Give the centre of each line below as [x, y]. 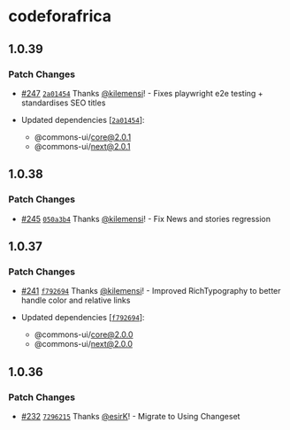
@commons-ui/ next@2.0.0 [84, 344]
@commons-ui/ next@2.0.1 [82, 146]
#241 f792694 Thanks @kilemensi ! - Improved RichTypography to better [151, 291]
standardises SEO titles [63, 103]
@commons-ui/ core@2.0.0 [84, 334]
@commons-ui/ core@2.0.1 [83, 137]
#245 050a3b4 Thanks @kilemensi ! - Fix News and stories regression [146, 219]
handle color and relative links [76, 300]
